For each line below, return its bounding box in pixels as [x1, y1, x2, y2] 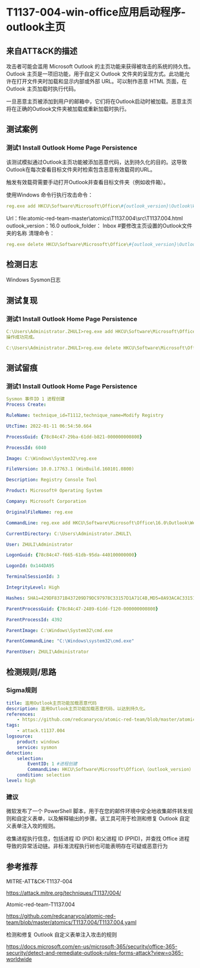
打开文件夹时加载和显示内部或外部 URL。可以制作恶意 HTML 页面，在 [16, 78, 187, 85]
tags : [6, 722, 20, 729]
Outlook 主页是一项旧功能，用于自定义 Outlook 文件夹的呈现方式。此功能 [6, 70, 185, 77]
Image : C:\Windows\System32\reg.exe [6, 455, 97, 462]
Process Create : [6, 401, 46, 408]
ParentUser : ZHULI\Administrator [6, 649, 89, 655]
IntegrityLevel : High [6, 584, 60, 590]
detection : [6, 750, 33, 756]
